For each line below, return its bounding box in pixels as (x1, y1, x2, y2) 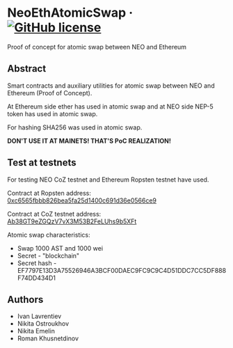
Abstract (7, 63, 47, 74)
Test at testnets (7, 157, 77, 168)
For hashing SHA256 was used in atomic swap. (7, 123, 143, 132)
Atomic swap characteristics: (7, 230, 90, 239)
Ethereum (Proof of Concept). (7, 88, 93, 97)
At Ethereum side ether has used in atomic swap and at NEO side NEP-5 (7, 102, 214, 111)
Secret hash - (17, 259, 57, 267)
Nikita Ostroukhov (17, 319, 70, 328)
